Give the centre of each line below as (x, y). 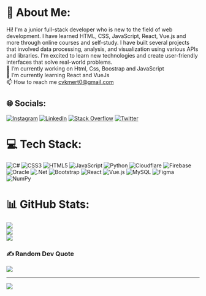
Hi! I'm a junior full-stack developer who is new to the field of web (90, 29)
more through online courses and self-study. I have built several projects (98, 42)
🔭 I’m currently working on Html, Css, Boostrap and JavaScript (85, 68)
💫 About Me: (39, 13)
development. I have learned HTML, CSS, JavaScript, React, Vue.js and (96, 36)
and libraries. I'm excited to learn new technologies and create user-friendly (102, 55)
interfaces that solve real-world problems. (59, 62)
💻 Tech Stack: (44, 144)
